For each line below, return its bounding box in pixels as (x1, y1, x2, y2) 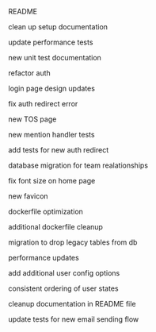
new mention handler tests (8, 130, 95, 139)
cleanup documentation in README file (8, 299, 136, 308)
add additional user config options (8, 268, 120, 277)
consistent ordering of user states (8, 284, 119, 293)
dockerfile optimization (8, 207, 83, 216)
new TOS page (8, 114, 57, 124)
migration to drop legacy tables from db (8, 237, 138, 247)
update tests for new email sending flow (8, 315, 139, 324)
